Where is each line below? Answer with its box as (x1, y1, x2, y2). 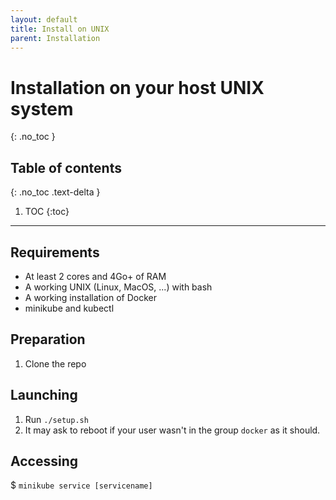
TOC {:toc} (24, 206, 70, 218)
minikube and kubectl (24, 302, 115, 314)
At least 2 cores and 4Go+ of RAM (24, 270, 167, 282)
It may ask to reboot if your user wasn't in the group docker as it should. (24, 424, 321, 436)
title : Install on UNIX (10, 24, 110, 34)
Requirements (10, 244, 100, 261)
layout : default (10, 14, 78, 25)
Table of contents (10, 159, 122, 176)
